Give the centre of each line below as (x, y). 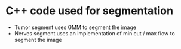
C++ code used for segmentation (90, 11)
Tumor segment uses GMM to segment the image (75, 27)
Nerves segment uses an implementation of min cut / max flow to (95, 33)
